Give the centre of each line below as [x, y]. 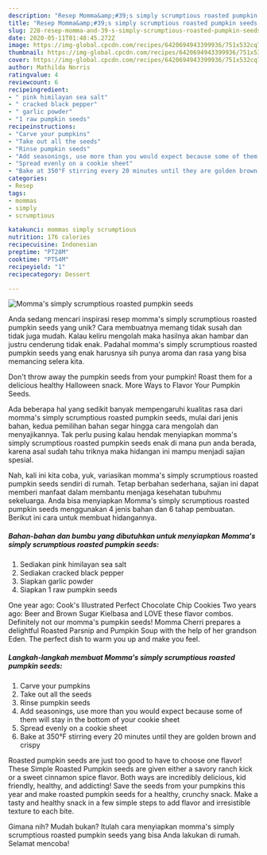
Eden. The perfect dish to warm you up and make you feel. [104, 639]
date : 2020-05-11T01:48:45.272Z [62, 38]
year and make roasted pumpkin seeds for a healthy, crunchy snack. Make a [133, 794]
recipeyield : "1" [37, 267]
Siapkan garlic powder [56, 581]
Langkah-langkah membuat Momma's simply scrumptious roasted [122, 657]
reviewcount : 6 [33, 82]
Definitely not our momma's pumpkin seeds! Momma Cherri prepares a [124, 623]
